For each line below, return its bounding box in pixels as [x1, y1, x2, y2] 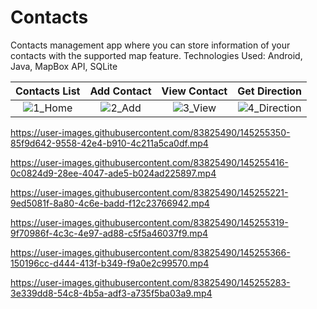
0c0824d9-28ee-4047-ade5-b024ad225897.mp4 [10, 167, 217, 179]
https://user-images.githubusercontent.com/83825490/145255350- [10, 126, 291, 138]
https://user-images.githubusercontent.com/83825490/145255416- [10, 156, 289, 168]
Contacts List [15, 84, 81, 98]
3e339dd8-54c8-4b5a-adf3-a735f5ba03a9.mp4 [10, 287, 213, 299]
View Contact [161, 84, 228, 98]
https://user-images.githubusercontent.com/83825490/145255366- [10, 246, 291, 258]
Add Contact [89, 84, 152, 98]
